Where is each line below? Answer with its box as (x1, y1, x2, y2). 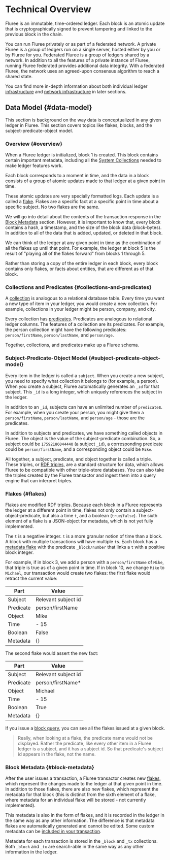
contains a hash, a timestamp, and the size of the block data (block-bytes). (5, 224, 162, 230)
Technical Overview (5, 4, 91, 15)
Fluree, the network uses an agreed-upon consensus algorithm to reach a (5, 68, 160, 74)
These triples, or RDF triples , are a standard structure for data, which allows (5, 461, 164, 468)
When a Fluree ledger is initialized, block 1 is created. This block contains (5, 152, 158, 158)
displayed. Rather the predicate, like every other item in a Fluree (17, 740, 152, 746)
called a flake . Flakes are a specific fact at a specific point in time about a (5, 199, 159, 205)
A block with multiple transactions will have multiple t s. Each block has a (5, 538, 157, 544)
